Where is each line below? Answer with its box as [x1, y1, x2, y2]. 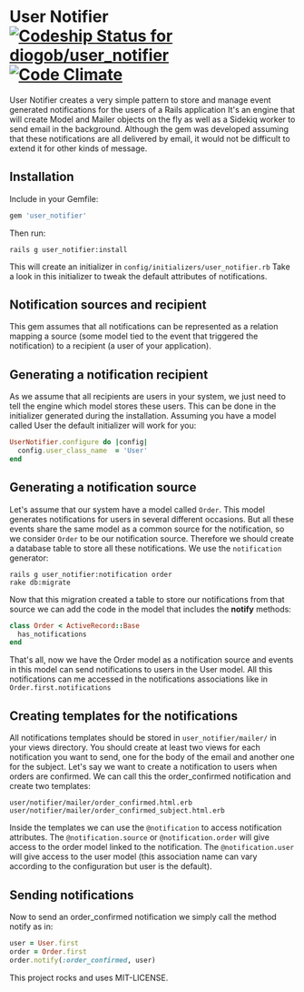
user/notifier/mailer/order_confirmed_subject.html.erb [9, 806, 225, 815]
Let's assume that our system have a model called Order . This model [9, 503, 266, 515]
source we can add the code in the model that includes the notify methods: [9, 603, 292, 614]
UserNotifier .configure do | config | [9, 438, 148, 447]
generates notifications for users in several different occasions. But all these [9, 513, 295, 524]
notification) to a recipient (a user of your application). [9, 340, 211, 351]
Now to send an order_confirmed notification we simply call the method [9, 911, 277, 922]
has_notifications [17, 630, 88, 639]
